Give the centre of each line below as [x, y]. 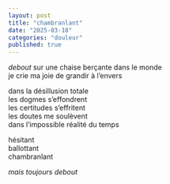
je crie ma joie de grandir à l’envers [65, 76]
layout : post [30, 15]
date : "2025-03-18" [40, 30]
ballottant [24, 148]
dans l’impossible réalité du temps [64, 125]
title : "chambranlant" [45, 23]
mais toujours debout [43, 172]
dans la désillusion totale [49, 91]
